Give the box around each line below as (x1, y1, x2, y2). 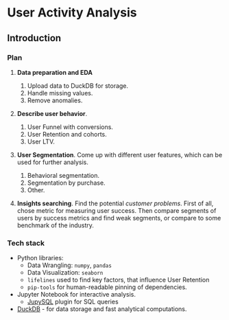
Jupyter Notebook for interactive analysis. (16, 290, 136, 299)
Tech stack (7, 238, 45, 248)
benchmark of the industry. (16, 221, 95, 229)
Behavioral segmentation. (27, 171, 99, 179)
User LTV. (27, 137, 55, 146)
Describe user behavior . (16, 109, 88, 117)
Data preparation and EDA (16, 68, 93, 76)
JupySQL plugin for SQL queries (27, 297, 119, 306)
